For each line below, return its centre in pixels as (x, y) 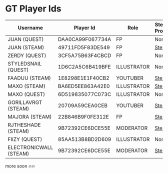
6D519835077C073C (84, 94)
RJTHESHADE (24, 124)
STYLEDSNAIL (25, 63)
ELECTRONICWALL (30, 147)
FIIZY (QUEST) (25, 139)
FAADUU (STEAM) (29, 78)
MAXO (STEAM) (27, 86)
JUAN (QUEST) (26, 39)
